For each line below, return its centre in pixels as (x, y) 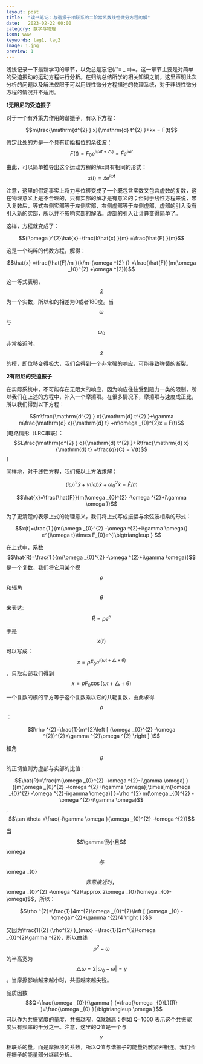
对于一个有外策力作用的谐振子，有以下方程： (62, 117)
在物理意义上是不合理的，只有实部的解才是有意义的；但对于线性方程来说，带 (101, 198)
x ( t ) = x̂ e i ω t (101, 177)
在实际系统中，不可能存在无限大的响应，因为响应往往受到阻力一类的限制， (99, 389)
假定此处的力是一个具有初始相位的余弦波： (59, 142)
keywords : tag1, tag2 (34, 40)
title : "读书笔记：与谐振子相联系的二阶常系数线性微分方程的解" (78, 18)
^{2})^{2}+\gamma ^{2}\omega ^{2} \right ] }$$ (101, 736)
